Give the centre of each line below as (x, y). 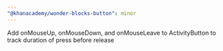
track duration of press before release (61, 40)
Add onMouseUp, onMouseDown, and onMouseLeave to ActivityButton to (111, 33)
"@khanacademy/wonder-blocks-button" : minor (72, 13)
